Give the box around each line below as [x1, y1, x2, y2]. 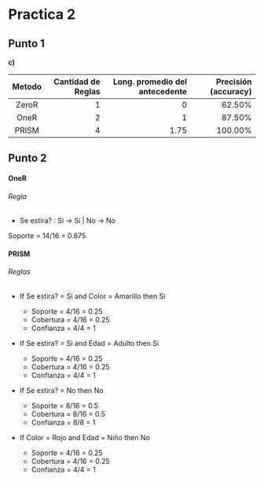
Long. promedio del [112, 76, 187, 87]
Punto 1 [8, 37, 46, 50]
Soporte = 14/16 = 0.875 [8, 231, 86, 240]
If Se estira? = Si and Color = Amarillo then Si [19, 291, 166, 300]
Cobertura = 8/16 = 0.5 [31, 409, 106, 418]
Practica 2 [8, 6, 76, 24]
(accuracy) [210, 86, 252, 97]
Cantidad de [53, 76, 101, 87]
